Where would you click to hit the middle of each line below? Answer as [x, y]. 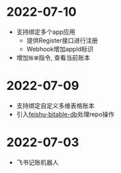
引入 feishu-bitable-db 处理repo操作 [65, 114]
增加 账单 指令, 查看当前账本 [53, 57]
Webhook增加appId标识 [60, 49]
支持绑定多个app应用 [46, 32]
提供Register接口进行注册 [62, 40]
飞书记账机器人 [37, 162]
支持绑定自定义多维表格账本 [55, 105]
